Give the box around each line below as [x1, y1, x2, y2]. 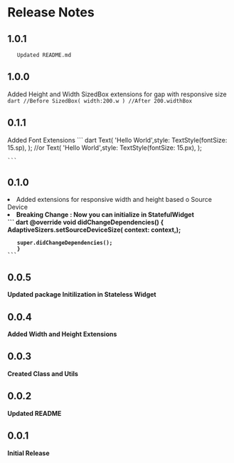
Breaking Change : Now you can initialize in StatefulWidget [16, 210, 194, 219]
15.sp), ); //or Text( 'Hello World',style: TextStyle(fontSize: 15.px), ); [7, 143, 203, 152]
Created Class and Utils [7, 369, 78, 378]
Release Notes [7, 4, 95, 21]
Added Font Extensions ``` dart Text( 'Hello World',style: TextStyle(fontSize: [7, 136, 228, 144]
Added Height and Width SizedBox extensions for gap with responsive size [7, 90, 227, 98]
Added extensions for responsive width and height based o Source [16, 195, 212, 204]
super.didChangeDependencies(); [16, 240, 113, 247]
